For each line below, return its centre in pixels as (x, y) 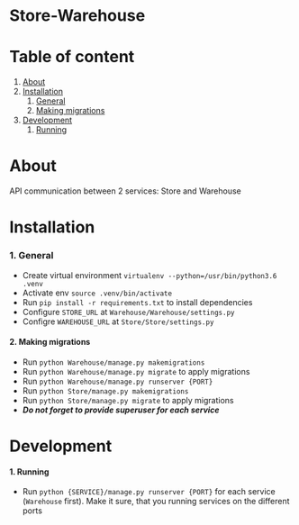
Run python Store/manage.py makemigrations (105, 390)
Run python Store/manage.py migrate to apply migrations (128, 400)
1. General (32, 256)
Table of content (72, 57)
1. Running (29, 471)
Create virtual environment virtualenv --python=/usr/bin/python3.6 (149, 275)
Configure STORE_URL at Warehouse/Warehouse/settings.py (128, 312)
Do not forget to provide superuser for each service (121, 410)
